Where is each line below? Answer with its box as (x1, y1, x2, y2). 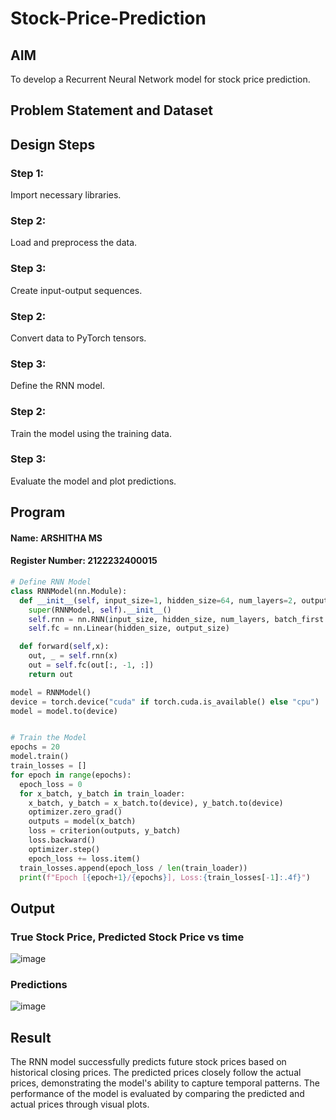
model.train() (10, 752, 70, 762)
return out (28, 669, 74, 679)
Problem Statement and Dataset (10, 102, 214, 119)
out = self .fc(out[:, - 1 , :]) (28, 660, 155, 671)
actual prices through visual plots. (10, 1098, 150, 1111)
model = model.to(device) (10, 706, 118, 716)
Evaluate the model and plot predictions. (10, 475, 177, 487)
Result (10, 1029, 52, 1046)
